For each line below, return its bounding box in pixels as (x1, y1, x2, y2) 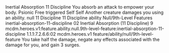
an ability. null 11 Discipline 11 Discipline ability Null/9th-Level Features (5, 15, 153, 21)
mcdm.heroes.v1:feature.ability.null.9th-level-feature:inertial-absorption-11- (5, 25, 164, 32)
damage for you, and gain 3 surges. (5, 42, 81, 48)
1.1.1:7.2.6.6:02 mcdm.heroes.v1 (26, 31, 92, 37)
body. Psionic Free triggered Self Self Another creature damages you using (5, 9, 164, 15)
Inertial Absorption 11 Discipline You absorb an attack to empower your (5, 4, 155, 10)
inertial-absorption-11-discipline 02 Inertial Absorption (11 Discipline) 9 (5, 20, 154, 26)
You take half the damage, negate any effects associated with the (21, 37, 160, 42)
